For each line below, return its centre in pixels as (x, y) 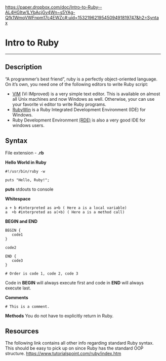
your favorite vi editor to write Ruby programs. (59, 104)
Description (23, 67)
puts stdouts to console (29, 189)
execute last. (18, 288)
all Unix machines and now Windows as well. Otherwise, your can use (83, 99)
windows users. (28, 125)
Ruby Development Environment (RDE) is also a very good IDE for (79, 120)
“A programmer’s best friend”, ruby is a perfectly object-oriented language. (81, 79)
